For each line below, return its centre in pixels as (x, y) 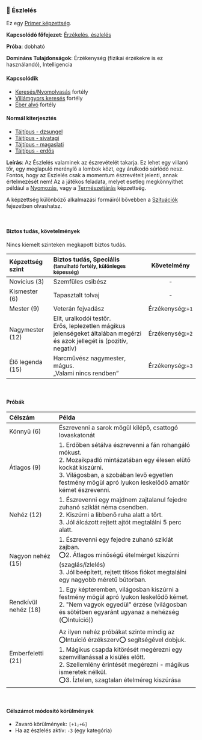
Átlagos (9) (25, 467)
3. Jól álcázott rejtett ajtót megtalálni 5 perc (120, 523)
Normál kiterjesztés (32, 118)
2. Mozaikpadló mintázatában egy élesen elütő (125, 460)
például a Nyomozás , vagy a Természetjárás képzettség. (76, 188)
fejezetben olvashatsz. (34, 206)
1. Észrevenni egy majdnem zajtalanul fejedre (123, 500)
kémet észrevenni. (85, 490)
